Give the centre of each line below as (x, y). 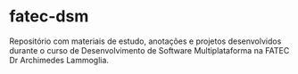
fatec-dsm (49, 16)
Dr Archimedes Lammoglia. (59, 60)
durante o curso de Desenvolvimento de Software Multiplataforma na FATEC (149, 50)
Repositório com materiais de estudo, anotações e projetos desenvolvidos (145, 41)
